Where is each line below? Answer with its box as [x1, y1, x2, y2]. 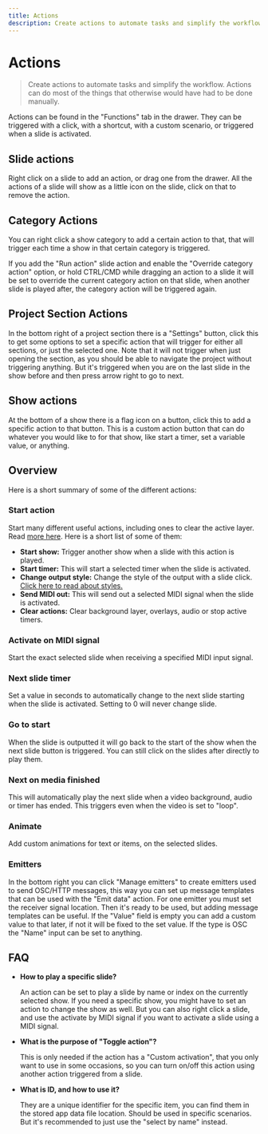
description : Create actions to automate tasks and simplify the [8, 19, 230, 27]
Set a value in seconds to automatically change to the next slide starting [8, 691, 245, 701]
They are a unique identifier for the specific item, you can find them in [19, 1100, 250, 1110]
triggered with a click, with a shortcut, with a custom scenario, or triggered [8, 121, 254, 130]
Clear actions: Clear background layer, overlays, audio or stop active [19, 606, 247, 615]
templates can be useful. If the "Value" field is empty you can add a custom [8, 911, 257, 920]
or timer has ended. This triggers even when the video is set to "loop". [8, 800, 239, 810]
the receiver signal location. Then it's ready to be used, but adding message [8, 903, 258, 912]
